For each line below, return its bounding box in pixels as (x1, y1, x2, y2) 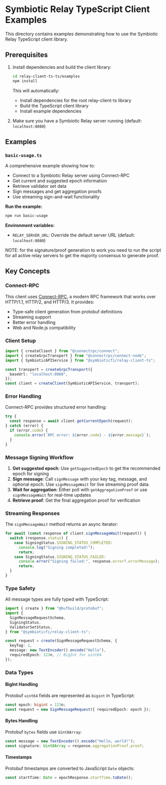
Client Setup (5, 337, 36, 344)
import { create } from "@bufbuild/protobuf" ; (5, 606, 104, 611)
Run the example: (5, 203, 42, 209)
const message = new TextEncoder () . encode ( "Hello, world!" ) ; (5, 738, 135, 744)
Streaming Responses (5, 510, 60, 517)
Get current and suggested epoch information (12, 178, 107, 184)
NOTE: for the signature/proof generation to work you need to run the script (5, 247, 161, 253)
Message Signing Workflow (5, 454, 74, 461)
